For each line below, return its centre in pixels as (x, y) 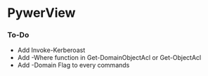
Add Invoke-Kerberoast (51, 50)
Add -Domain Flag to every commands (73, 65)
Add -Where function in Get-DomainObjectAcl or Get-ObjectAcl (109, 58)
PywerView (41, 13)
